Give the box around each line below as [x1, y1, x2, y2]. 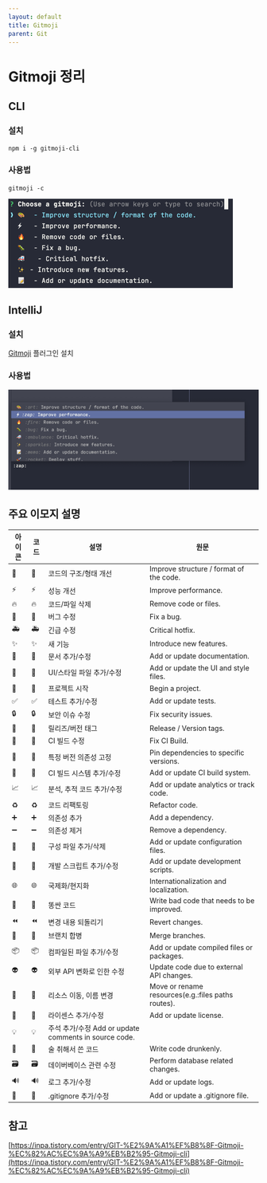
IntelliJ [8, 303, 43, 316]
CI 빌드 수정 [48, 736, 85, 745]
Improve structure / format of [149, 564, 245, 574]
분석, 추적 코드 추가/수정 [48, 784, 123, 794]
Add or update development [149, 857, 242, 867]
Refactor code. [149, 800, 199, 809]
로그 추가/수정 [48, 1077, 91, 1087]
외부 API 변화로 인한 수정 [48, 966, 125, 976]
